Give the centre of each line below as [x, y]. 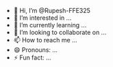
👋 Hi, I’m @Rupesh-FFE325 [52, 11]
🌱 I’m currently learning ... [50, 25]
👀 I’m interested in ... [42, 18]
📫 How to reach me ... [45, 40]
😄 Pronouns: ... [36, 50]
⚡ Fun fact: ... [32, 57]
